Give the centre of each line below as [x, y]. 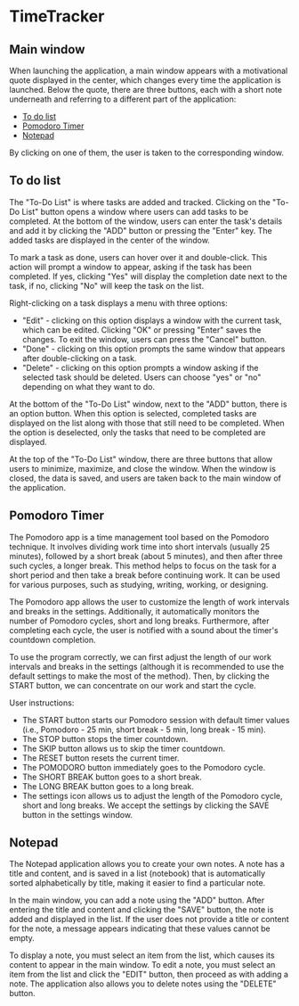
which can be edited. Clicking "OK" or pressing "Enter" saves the [141, 330]
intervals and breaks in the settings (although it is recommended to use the [147, 666]
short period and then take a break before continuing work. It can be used [145, 575]
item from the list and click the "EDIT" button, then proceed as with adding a [149, 975]
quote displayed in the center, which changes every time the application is [145, 80]
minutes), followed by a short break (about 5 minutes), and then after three [146, 556]
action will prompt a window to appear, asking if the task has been [130, 267]
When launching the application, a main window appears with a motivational [149, 70]
